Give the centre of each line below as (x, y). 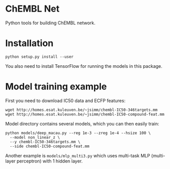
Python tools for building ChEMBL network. (50, 23)
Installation (29, 43)
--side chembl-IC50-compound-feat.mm (50, 146)
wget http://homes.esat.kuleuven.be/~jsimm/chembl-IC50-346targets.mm (81, 110)
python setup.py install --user (39, 57)
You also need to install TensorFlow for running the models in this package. (84, 66)
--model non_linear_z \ (35, 137)
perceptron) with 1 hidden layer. (50, 161)
